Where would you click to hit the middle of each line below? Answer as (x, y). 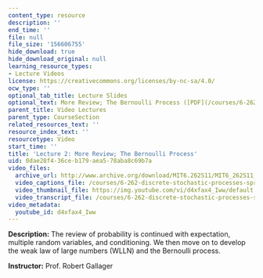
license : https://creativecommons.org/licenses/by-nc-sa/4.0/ (112, 81)
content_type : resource (47, 15)
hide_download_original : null (58, 60)
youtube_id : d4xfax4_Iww (56, 212)
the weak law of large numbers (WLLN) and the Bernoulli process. (114, 251)
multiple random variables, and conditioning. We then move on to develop (127, 243)
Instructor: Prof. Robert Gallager (61, 266)
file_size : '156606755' (47, 45)
